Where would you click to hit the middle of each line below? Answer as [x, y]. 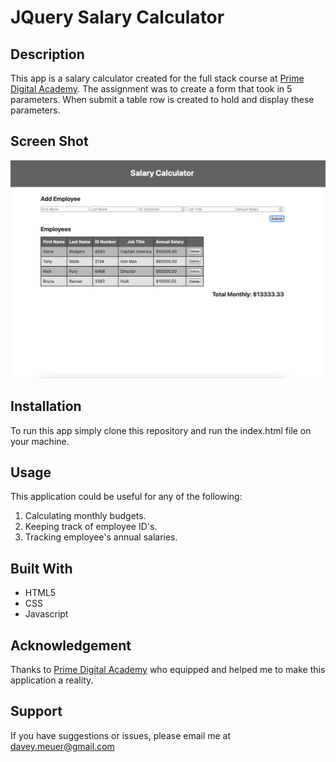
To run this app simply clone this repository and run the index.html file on [161, 430]
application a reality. [52, 680]
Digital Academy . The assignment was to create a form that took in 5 [151, 89]
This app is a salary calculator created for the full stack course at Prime [157, 78]
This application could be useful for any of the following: [126, 497]
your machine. [40, 441]
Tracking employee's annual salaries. [101, 537]
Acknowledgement [71, 645]
